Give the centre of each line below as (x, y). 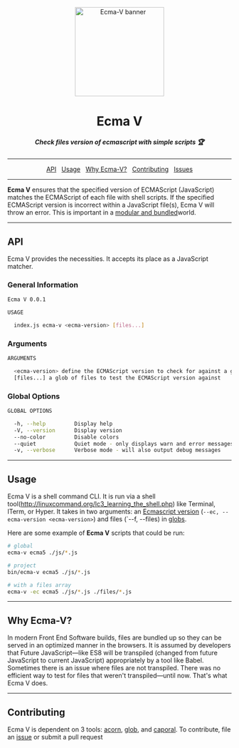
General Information (43, 285)
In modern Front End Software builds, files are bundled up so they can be (115, 637)
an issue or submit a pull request (55, 737)
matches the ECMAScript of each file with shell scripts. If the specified (111, 198)
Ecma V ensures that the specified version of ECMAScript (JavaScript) (111, 190)
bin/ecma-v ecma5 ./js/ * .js (49, 572)
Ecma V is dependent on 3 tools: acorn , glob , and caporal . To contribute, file (119, 729)
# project (22, 565)
